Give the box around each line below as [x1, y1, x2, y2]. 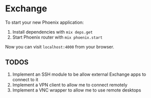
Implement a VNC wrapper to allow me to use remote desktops [12, 87, 142, 93]
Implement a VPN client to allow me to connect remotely [12, 82, 128, 88]
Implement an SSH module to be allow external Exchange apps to [12, 71, 147, 77]
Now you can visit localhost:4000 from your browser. [5, 44, 114, 49]
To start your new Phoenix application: [5, 19, 84, 25]
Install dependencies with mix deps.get [12, 29, 93, 35]
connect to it [12, 76, 39, 82]
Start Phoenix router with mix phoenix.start [12, 34, 103, 40]
